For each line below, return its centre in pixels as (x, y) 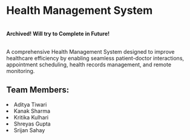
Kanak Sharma (32, 111)
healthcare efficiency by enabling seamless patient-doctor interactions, (95, 58)
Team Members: (38, 90)
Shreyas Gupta (32, 124)
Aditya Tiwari (31, 104)
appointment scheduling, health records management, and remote (89, 65)
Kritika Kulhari (31, 117)
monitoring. (21, 71)
